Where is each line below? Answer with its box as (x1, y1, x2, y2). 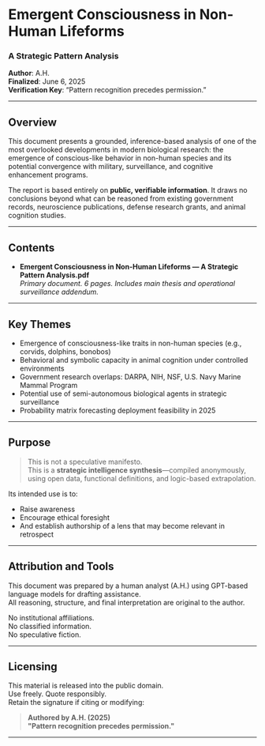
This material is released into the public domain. (8, 681, 164, 691)
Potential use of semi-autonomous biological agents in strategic (19, 389, 227, 398)
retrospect (19, 529, 54, 539)
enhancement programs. (8, 170, 88, 179)
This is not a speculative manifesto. (27, 457, 143, 466)
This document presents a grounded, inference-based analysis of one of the (8, 137, 257, 146)
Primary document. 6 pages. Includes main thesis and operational (19, 279, 235, 288)
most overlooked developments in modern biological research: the (8, 145, 224, 155)
